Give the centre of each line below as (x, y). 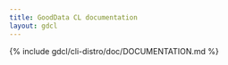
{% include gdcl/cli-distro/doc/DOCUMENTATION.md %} (114, 51)
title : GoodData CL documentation (74, 17)
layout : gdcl (34, 26)
